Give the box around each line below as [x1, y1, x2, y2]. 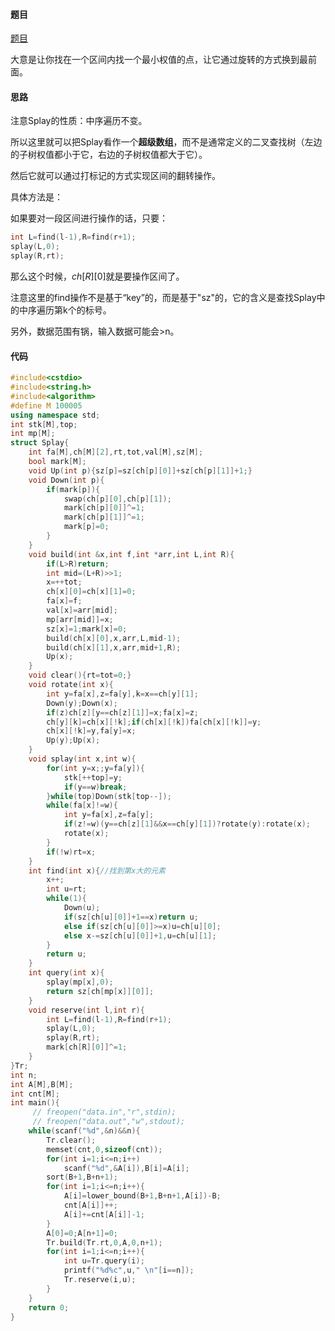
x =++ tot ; [46, 577, 83, 588]
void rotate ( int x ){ [28, 680, 114, 690]
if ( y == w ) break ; [63, 782, 128, 792]
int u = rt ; [46, 884, 87, 894]
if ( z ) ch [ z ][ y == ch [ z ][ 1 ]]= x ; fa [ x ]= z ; [46, 707, 199, 718]
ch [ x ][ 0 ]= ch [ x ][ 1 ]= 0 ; [46, 587, 137, 597]
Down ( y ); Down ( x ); [46, 698, 118, 708]
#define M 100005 [10, 400, 83, 411]
